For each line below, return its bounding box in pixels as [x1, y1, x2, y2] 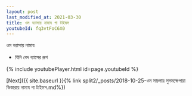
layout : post [6, 8, 39, 15]
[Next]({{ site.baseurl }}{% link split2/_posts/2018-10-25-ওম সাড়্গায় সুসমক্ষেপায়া [6, 77, 186, 84]
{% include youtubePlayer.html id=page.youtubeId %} [6, 66, 139, 73]
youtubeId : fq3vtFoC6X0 [6, 25, 66, 32]
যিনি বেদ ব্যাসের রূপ [14, 54, 48, 61]
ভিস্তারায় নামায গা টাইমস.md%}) [6, 84, 66, 91]
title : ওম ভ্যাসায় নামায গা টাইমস [6, 20, 70, 26]
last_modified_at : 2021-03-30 [6, 14, 82, 20]
